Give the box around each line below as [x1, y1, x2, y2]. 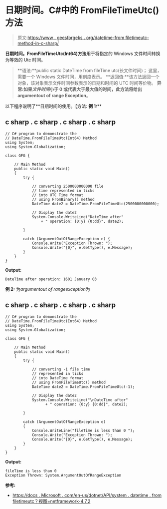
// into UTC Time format [31, 192, 84, 198]
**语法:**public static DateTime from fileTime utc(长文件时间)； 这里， [17, 67, 162, 73]
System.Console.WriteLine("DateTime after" [31, 214, 124, 219]
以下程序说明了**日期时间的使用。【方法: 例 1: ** [5, 103, 102, 109]
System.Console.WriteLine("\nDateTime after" [31, 397, 128, 402]
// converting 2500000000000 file [31, 184, 104, 189]
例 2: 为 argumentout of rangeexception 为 [5, 286, 91, 292]
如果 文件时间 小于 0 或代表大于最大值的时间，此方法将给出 [23, 86, 142, 92]
